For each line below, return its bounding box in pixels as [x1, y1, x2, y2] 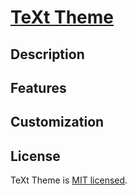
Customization [10, 114, 105, 131]
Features [10, 79, 67, 96]
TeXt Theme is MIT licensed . [10, 174, 128, 186]
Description [10, 46, 85, 63]
